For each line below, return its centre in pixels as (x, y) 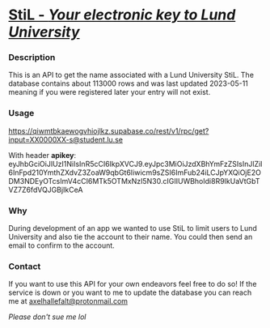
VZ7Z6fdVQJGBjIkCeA (46, 190)
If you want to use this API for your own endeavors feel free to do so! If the (133, 284)
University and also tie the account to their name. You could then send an (131, 237)
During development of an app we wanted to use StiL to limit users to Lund (133, 228)
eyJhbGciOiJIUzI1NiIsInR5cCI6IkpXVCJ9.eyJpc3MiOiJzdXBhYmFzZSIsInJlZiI (135, 164)
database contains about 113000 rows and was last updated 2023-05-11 (129, 83)
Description (32, 58)
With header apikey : (42, 155)
